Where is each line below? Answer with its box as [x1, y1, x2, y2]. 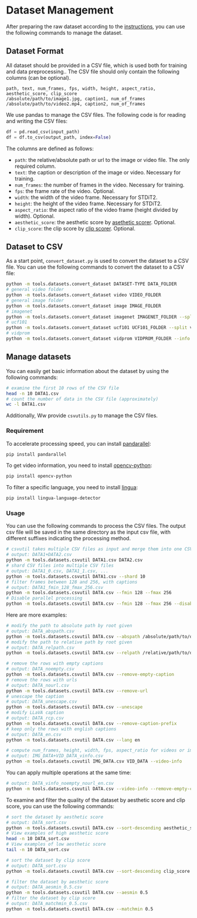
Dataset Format [6, 46, 64, 56]
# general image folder [6, 297, 64, 303]
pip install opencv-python [6, 473, 72, 479]
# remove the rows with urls [6, 677, 77, 683]
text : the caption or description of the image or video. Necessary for [14, 168, 181, 176]
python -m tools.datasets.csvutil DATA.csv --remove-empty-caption [6, 672, 175, 678]
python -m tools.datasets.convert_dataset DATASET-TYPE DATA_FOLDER [6, 281, 177, 287]
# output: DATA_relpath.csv [6, 645, 75, 651]
